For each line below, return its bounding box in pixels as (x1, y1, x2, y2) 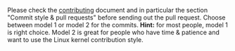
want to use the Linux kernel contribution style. (7, 36, 144, 44)
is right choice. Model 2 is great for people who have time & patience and (7, 28, 220, 36)
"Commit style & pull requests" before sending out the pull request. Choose (7, 13, 227, 22)
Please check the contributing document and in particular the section (7, 6, 208, 14)
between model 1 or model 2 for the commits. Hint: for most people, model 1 (7, 21, 229, 29)
